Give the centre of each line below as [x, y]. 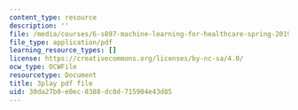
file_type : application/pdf [61, 42]
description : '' [39, 26]
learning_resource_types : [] [63, 51]
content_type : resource [53, 17]
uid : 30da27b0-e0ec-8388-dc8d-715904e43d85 [91, 91]
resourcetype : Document [53, 75]
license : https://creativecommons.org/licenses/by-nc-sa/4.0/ [126, 59]
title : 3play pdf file [51, 83]
